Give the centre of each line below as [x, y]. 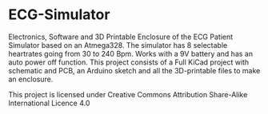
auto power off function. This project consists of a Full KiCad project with [129, 62]
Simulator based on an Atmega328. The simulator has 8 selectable [118, 45]
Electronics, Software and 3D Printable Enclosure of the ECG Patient [121, 37]
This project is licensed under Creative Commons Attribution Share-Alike [128, 94]
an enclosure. [31, 79]
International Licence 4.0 [49, 103]
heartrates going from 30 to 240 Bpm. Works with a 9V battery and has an [131, 53]
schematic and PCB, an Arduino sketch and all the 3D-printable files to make [134, 70]
